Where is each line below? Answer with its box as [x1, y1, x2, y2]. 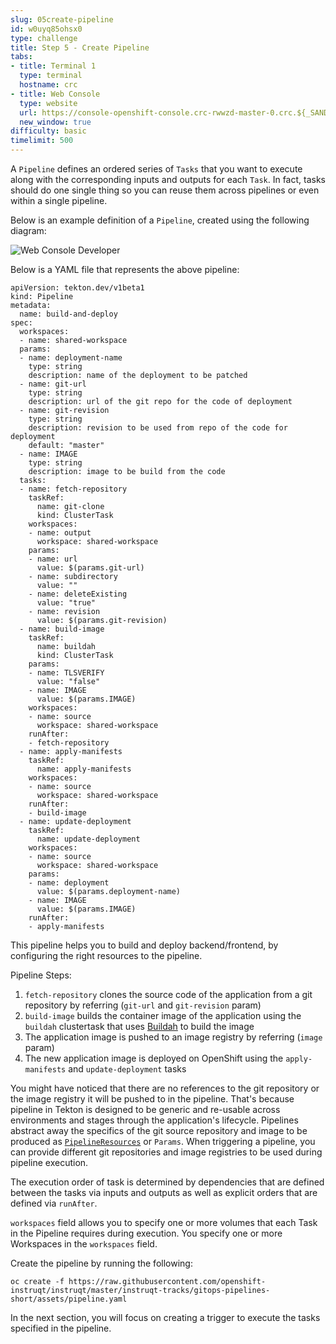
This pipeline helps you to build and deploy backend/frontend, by [10, 939, 279, 951]
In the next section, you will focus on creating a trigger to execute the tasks [10, 1312, 321, 1323]
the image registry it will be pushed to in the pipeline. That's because [10, 1093, 295, 1105]
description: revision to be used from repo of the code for [28, 423, 288, 433]
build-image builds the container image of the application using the [24, 1010, 302, 1021]
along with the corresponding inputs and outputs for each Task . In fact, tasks [10, 174, 326, 185]
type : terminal [19, 71, 83, 81]
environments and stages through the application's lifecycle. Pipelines [10, 1114, 299, 1126]
